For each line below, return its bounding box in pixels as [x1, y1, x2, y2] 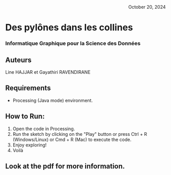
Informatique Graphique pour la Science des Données [5, 40, 141, 47]
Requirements [5, 84, 51, 93]
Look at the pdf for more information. [5, 162, 125, 170]
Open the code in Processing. [12, 126, 75, 132]
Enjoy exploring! [12, 141, 47, 148]
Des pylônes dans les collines [5, 22, 133, 34]
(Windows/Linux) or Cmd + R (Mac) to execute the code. [12, 136, 131, 142]
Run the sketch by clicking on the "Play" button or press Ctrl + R [12, 131, 148, 137]
